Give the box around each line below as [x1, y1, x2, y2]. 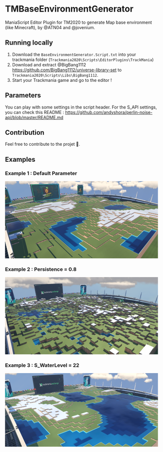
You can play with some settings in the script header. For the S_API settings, [5, 104, 157, 110]
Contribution [5, 128, 45, 137]
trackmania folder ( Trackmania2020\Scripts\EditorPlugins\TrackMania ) [12, 57, 154, 62]
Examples [5, 155, 35, 163]
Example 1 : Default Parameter [5, 170, 78, 176]
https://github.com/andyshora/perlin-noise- [65, 109, 153, 115]
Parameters [5, 91, 41, 100]
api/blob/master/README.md [5, 114, 64, 120]
